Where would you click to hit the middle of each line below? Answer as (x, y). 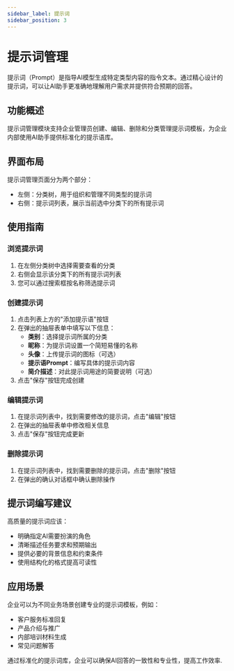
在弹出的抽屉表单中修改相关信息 (63, 425)
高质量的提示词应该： (38, 522)
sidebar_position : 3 (37, 20)
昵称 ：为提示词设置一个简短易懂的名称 (83, 346)
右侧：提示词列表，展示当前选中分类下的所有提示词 (91, 203)
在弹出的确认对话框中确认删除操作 (66, 479)
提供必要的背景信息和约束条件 (60, 554)
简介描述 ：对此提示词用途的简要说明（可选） (92, 371)
